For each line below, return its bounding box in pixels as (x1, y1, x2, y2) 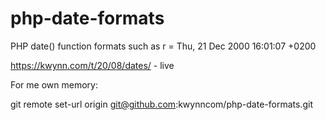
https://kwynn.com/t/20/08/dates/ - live (10, 59, 175, 71)
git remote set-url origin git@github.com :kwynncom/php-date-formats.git (10, 98, 313, 110)
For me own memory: (10, 78, 98, 91)
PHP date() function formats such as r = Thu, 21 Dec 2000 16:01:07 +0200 (10, 40, 317, 52)
